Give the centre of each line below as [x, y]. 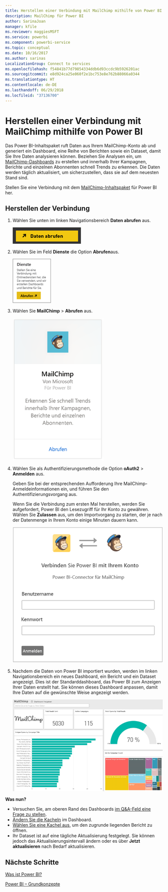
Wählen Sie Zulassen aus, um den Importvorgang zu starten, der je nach [87, 515]
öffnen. [20, 830]
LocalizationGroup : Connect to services [48, 64]
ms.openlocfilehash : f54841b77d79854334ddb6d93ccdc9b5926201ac [72, 69]
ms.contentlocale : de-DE [31, 85]
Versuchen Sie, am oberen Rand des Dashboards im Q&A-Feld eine [81, 809]
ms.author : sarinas [25, 58]
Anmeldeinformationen [36, 489]
